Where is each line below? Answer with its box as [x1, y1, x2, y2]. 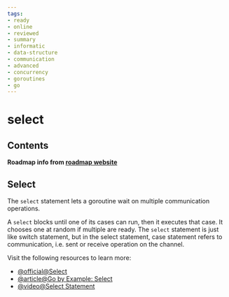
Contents [7, 139, 49, 151]
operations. [7, 204, 41, 213]
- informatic [7, 43, 46, 50]
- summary [7, 36, 36, 43]
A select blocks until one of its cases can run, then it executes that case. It [7, 218, 223, 226]
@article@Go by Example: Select [17, 275, 113, 283]
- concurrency [7, 68, 49, 75]
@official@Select [17, 267, 68, 276]
